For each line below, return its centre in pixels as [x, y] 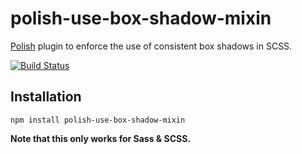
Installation [46, 97]
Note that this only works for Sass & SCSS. [101, 138]
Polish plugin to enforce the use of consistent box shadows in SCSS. [151, 46]
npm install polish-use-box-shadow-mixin [98, 120]
